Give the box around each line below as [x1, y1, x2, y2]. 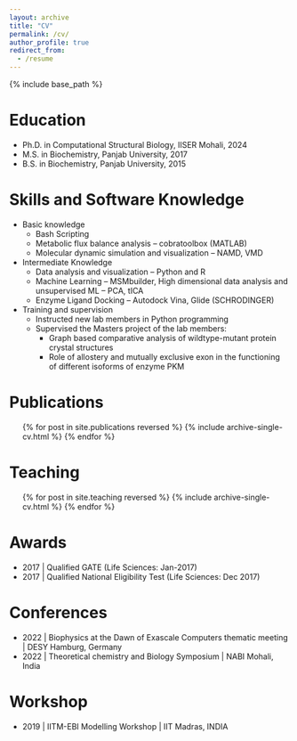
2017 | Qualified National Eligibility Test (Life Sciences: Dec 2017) [21, 571, 261, 582]
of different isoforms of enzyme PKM [48, 361, 185, 371]
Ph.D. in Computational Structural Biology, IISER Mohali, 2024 [21, 139, 247, 150]
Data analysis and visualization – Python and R [35, 266, 206, 277]
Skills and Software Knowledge [9, 190, 245, 210]
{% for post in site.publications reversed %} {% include [21, 421, 225, 432]
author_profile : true [9, 37, 90, 47]
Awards [9, 532, 68, 552]
